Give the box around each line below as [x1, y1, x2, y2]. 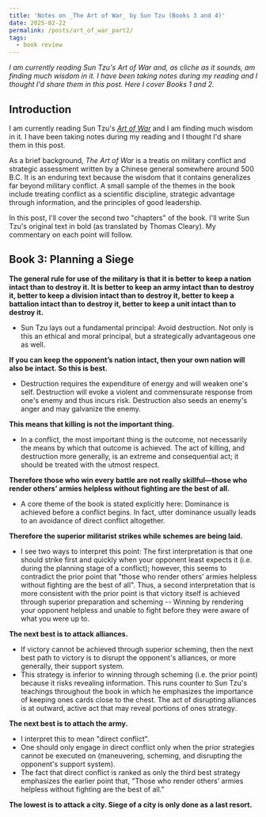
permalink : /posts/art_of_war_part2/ [9, 26, 134, 34]
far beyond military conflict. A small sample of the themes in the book [9, 180, 236, 190]
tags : [9, 33, 27, 42]
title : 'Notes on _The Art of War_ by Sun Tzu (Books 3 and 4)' [9, 11, 226, 20]
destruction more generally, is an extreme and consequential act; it [20, 451, 239, 461]
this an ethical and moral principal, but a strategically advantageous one [20, 331, 256, 340]
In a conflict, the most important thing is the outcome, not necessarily [20, 435, 248, 444]
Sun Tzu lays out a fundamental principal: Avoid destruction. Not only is [20, 322, 254, 332]
